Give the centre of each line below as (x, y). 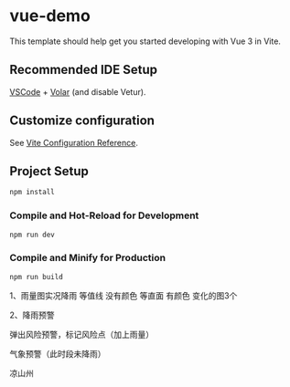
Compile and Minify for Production (88, 258)
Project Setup (49, 171)
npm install (32, 193)
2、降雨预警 (32, 315)
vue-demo (50, 16)
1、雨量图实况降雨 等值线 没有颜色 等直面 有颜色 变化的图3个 (124, 295)
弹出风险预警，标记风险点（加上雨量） (81, 334)
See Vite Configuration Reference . (74, 142)
